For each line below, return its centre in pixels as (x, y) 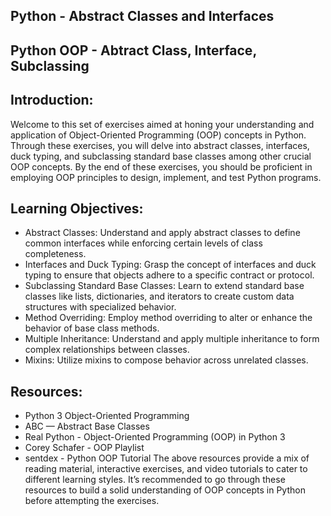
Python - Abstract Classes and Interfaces (142, 16)
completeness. (55, 254)
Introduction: (52, 100)
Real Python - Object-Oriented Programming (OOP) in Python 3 (155, 437)
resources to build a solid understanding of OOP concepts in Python (165, 490)
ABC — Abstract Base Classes (87, 426)
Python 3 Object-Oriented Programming (107, 416)
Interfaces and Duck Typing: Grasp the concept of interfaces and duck (170, 265)
